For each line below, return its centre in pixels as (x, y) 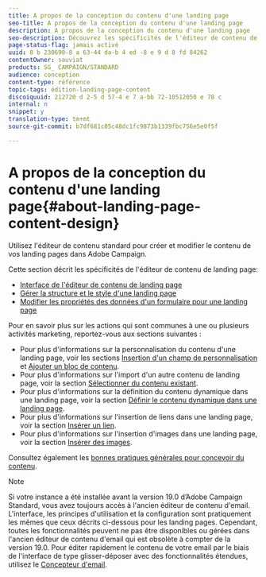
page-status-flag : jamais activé (64, 45)
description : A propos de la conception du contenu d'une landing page (129, 30)
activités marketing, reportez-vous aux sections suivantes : (105, 334)
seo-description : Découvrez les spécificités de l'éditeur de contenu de (133, 38)
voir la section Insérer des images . (76, 442)
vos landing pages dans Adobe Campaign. (77, 254)
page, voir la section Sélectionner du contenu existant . (109, 383)
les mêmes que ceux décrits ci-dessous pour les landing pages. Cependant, (133, 522)
